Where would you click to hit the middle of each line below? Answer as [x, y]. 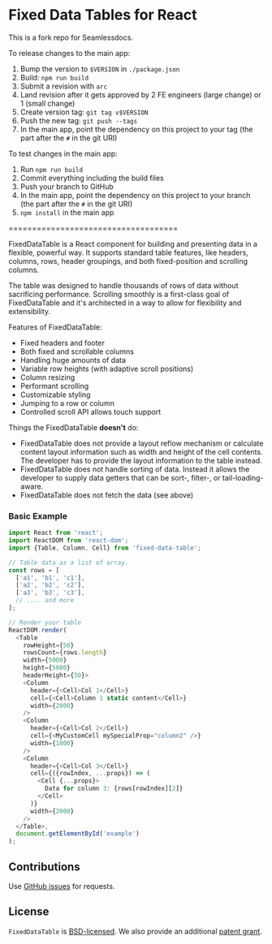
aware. [32, 486]
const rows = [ [34, 570]
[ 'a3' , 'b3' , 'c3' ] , [50, 593]
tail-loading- [243, 477]
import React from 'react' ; [56, 533]
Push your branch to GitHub [67, 186]
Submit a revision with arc [64, 86]
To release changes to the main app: [69, 53]
